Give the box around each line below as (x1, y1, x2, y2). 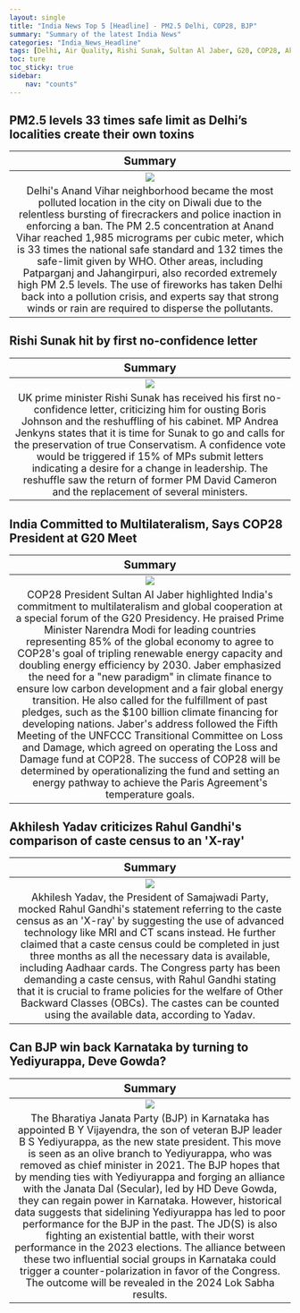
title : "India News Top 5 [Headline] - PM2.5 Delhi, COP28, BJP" (9, 21, 257, 30)
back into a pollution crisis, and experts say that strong (21, 290, 279, 303)
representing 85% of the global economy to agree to (26, 635, 274, 649)
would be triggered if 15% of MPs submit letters (36, 449, 264, 463)
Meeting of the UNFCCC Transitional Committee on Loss (16, 729, 284, 743)
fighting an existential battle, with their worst (46, 1229, 254, 1242)
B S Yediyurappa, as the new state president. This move (19, 1135, 281, 1148)
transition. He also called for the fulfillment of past (32, 695, 268, 707)
